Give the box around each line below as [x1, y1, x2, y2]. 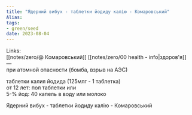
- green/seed [6, 25, 39, 32]
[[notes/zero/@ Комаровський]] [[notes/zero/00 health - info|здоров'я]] [6, 54, 187, 61]
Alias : [6, 14, 23, 20]
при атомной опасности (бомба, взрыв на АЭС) [6, 66, 128, 73]
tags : [6, 20, 20, 26]
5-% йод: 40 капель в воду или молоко [6, 91, 106, 98]
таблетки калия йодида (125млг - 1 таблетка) [6, 78, 121, 85]
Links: [6, 47, 21, 54]
